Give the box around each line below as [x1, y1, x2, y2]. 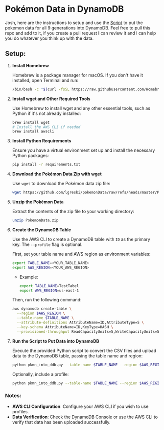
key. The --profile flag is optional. [12, 242, 83, 247]
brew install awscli [12, 129, 54, 134]
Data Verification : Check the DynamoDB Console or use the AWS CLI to [12, 414, 158, 420]
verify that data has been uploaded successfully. [12, 419, 111, 425]
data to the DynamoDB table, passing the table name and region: [12, 352, 143, 359]
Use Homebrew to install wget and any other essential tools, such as [12, 105, 151, 111]
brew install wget [12, 120, 50, 125]
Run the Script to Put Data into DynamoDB [12, 338, 99, 344]
